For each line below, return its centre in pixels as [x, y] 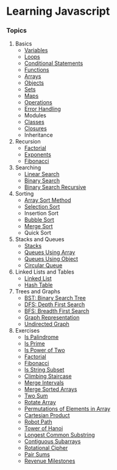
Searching [28, 168]
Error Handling [42, 109]
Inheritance [38, 135]
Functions [37, 70]
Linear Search [42, 174]
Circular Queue [43, 266]
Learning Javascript [58, 11]
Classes [34, 122]
